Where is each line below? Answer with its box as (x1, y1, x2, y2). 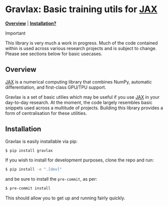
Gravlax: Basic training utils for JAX (5, 4, 158, 15)
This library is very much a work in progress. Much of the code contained (5, 39, 158, 46)
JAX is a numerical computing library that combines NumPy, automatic (5, 78, 152, 85)
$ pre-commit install (5, 186, 51, 191)
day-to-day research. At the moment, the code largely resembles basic (5, 99, 153, 105)
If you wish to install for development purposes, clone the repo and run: (5, 157, 154, 163)
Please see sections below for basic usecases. (5, 51, 102, 57)
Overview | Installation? (5, 20, 57, 26)
